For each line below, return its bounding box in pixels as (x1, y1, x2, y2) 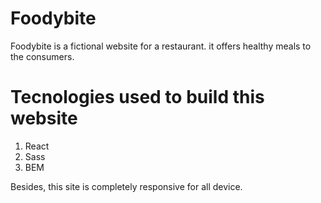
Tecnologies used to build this (10, 86, 265, 109)
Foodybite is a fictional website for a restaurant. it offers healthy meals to (10, 40, 312, 52)
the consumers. (10, 50, 75, 62)
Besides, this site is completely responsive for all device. (10, 180, 243, 192)
